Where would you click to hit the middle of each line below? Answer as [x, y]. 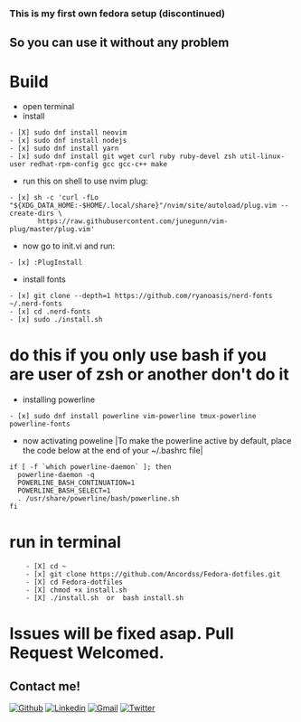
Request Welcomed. [87, 653]
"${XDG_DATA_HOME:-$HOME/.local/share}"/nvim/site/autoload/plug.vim [143, 206]
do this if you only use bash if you [138, 356]
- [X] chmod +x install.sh [76, 590]
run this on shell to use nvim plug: [85, 181]
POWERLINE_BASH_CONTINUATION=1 [76, 483]
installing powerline [59, 399]
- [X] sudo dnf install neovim [68, 133]
